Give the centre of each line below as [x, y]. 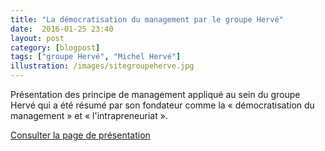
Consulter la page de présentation [80, 135]
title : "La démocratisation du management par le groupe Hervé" [147, 19]
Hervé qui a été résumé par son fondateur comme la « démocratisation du [162, 105]
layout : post [37, 38]
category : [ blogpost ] [55, 47]
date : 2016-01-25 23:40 [62, 29]
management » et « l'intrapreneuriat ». [89, 115]
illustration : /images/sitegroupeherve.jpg [102, 66]
